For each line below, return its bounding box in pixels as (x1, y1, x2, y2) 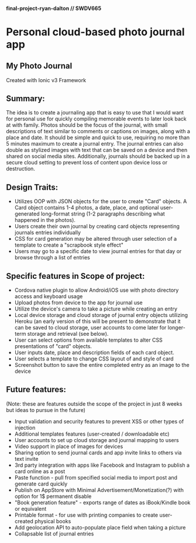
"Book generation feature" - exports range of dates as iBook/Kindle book (14, 499, 191, 506)
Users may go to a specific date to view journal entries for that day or (14, 248, 182, 255)
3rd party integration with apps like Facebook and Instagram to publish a (14, 461, 190, 468)
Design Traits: (6, 182, 59, 192)
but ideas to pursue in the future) (6, 406, 86, 413)
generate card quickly (14, 480, 68, 487)
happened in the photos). (14, 217, 76, 224)
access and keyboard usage (14, 293, 83, 300)
